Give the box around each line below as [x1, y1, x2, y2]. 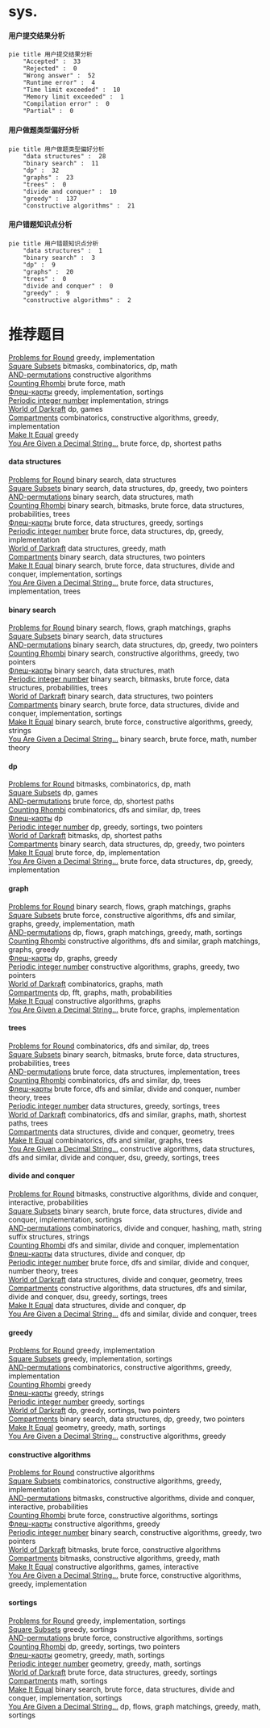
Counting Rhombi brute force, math [8, 378, 126, 388]
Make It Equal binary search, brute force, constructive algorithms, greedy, [8, 717, 254, 727]
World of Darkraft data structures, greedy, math [8, 543, 167, 553]
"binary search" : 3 [23, 254, 95, 262]
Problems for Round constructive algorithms [8, 1468, 156, 1478]
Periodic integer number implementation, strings [8, 395, 169, 405]
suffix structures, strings [8, 1231, 90, 1241]
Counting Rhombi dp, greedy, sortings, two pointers [8, 1642, 181, 1651]
